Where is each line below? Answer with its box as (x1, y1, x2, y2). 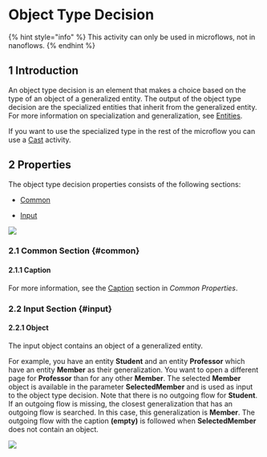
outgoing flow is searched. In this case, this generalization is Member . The (8, 407, 255, 417)
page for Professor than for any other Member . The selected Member (8, 373, 241, 382)
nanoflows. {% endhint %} (8, 40, 96, 50)
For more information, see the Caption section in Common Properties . (8, 283, 238, 293)
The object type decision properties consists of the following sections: (8, 179, 241, 189)
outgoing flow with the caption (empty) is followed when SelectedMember (8, 415, 257, 426)
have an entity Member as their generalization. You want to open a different (8, 365, 259, 374)
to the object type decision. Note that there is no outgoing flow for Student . (8, 390, 258, 400)
